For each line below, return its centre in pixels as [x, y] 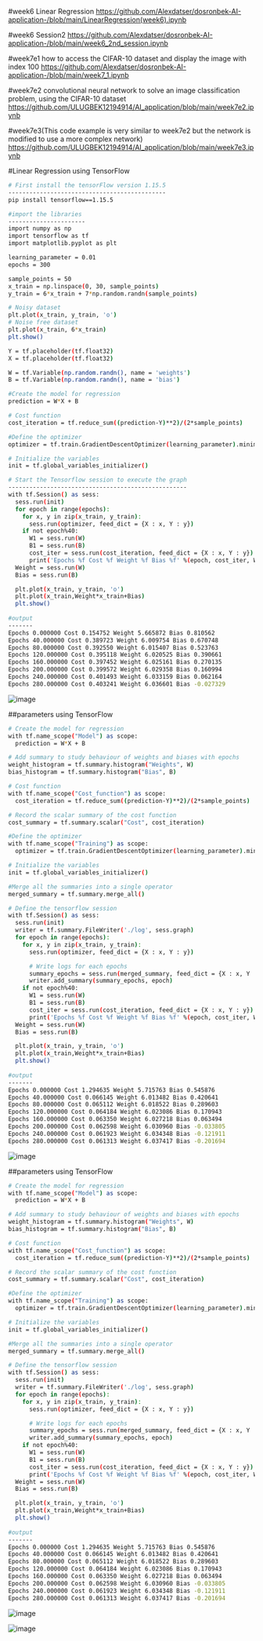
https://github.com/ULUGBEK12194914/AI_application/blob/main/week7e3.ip [131, 147]
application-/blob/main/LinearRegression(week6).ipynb [97, 20]
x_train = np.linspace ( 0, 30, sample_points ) [83, 286]
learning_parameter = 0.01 [52, 258]
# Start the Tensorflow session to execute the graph [98, 480]
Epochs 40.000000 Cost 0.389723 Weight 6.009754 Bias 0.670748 [113, 640]
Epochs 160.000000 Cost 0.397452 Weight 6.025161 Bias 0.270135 [115, 662]
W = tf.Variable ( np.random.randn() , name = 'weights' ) [99, 372]
